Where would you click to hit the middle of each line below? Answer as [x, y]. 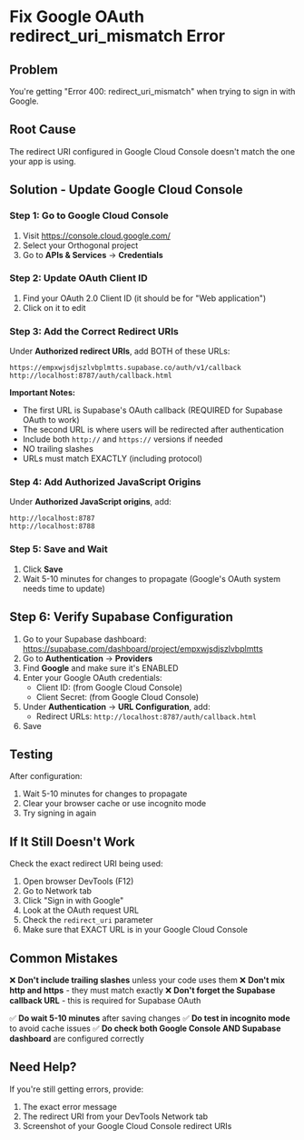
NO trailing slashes [58, 449]
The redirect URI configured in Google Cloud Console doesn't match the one [152, 151]
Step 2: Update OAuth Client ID [78, 278]
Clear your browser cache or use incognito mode [114, 804]
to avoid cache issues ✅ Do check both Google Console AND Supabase [145, 1028]
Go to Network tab [57, 891]
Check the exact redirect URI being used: [86, 864]
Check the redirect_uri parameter [88, 920]
